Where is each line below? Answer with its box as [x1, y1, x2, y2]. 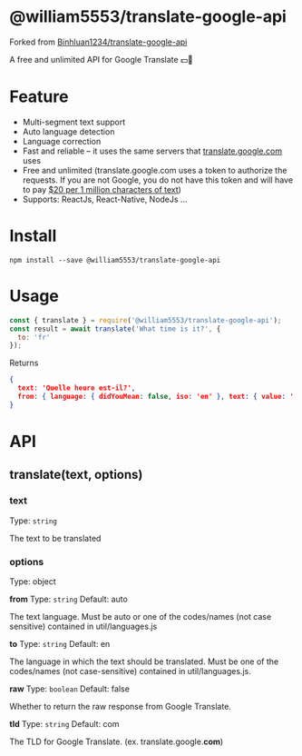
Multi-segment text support [22, 116, 126, 127]
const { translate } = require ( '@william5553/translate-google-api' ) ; [9, 315, 282, 324]
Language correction [22, 135, 102, 146]
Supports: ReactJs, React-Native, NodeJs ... [22, 194, 188, 204]
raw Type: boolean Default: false [9, 683, 130, 694]
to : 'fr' [17, 333, 51, 342]
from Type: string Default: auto [9, 593, 129, 604]
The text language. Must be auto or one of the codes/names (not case [9, 611, 272, 622]
